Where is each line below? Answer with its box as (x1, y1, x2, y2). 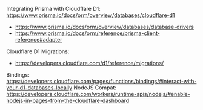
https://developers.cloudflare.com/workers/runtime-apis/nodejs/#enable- (6, 91, 191, 97)
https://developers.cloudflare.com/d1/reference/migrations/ (15, 60, 164, 66)
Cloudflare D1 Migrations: (6, 48, 70, 55)
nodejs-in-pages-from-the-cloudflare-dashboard (6, 97, 130, 104)
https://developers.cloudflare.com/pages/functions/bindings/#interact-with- (6, 78, 197, 85)
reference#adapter (15, 36, 62, 43)
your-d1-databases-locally (6, 84, 73, 91)
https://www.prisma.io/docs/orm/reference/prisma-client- (15, 30, 161, 37)
